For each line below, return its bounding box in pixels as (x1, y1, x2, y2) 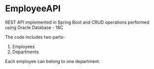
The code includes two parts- (5, 34, 65, 40)
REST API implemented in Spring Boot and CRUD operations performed (5, 19, 150, 25)
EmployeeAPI (5, 3, 61, 14)
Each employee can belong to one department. (5, 58, 100, 64)
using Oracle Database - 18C (5, 24, 63, 30)
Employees (12, 43, 35, 49)
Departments (12, 49, 39, 55)
